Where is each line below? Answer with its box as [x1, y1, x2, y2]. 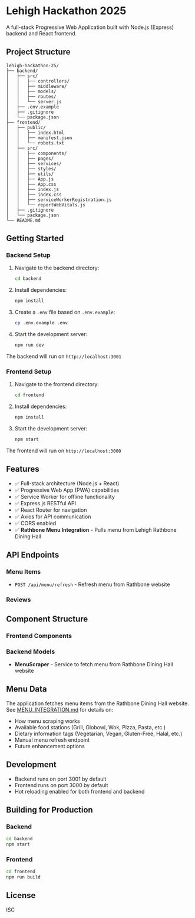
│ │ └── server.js [6, 98, 62, 104]
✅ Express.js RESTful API [14, 499, 77, 506]
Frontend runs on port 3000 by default [14, 781, 108, 788]
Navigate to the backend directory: [14, 264, 100, 272]
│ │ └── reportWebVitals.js [6, 202, 85, 208]
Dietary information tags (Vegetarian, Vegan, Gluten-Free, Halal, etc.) [14, 730, 183, 737]
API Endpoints [6, 550, 60, 560]
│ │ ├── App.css [6, 181, 57, 187]
